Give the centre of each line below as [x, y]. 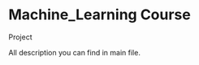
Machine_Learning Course [99, 15]
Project [20, 37]
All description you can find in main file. [74, 52]
